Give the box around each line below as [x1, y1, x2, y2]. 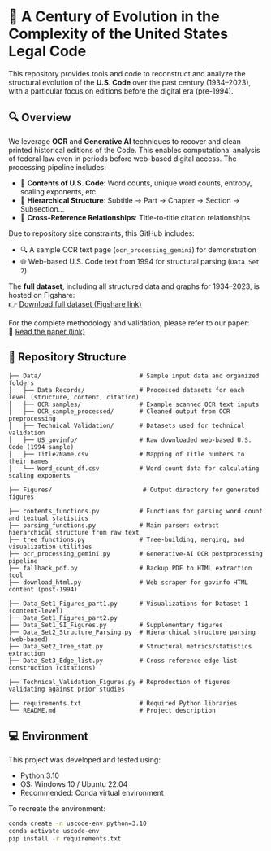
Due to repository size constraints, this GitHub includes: [8, 228, 195, 238]
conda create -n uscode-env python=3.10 [8, 819, 148, 828]
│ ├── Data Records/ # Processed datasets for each [8, 386, 245, 394]
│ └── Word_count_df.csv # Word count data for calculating [8, 464, 260, 473]
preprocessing [8, 414, 57, 422]
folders [8, 378, 35, 387]
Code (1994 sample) [8, 443, 75, 451]
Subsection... [19, 203, 65, 214]
